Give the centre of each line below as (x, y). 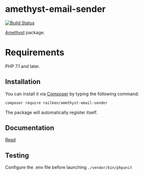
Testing (17, 155)
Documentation (30, 128)
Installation (23, 82)
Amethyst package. (25, 32)
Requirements (35, 53)
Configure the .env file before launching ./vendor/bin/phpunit (69, 168)
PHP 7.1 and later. (23, 66)
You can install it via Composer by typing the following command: (72, 94)
